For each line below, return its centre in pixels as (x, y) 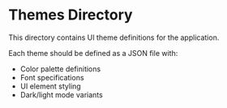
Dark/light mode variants (61, 94)
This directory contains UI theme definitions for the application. (114, 37)
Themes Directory (71, 15)
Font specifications (52, 77)
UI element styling (50, 86)
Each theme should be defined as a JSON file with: (93, 53)
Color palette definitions (60, 69)
